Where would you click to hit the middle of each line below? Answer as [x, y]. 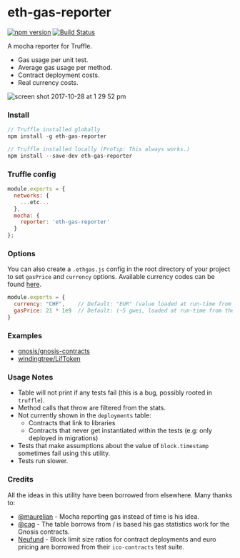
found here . [24, 284]
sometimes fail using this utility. [64, 453]
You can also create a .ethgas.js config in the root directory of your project [119, 269]
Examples [25, 335]
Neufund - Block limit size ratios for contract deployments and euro [117, 539]
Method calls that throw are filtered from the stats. [92, 408]
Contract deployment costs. [59, 75]
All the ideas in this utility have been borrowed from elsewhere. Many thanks [120, 495]
